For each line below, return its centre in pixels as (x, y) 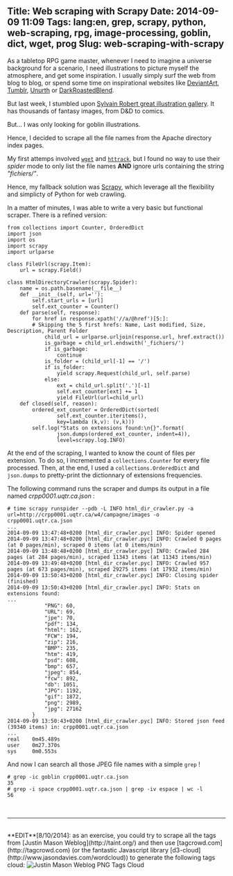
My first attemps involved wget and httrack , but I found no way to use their (114, 158)
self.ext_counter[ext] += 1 (97, 391)
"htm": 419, (61, 654)
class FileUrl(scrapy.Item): (49, 264)
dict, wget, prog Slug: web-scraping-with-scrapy (115, 44)
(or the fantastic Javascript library (120, 850)
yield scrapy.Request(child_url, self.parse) (123, 373)
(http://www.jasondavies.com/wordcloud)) (68, 857)
